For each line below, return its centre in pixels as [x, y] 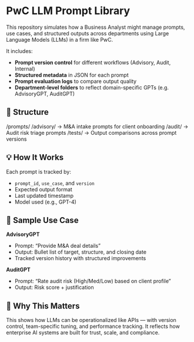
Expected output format [43, 189]
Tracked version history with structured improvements [80, 258]
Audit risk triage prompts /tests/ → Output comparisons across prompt [91, 132]
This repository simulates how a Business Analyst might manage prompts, [96, 27]
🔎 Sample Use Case [42, 220]
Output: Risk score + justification [54, 287]
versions [16, 139]
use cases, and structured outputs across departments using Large [88, 33]
